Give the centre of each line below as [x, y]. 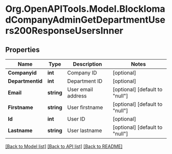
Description [88, 64]
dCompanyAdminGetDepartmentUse [85, 20]
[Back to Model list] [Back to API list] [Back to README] [64, 146]
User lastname [85, 130]
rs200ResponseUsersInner [64, 31]
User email [80, 89]
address [77, 96]
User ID [76, 119]
